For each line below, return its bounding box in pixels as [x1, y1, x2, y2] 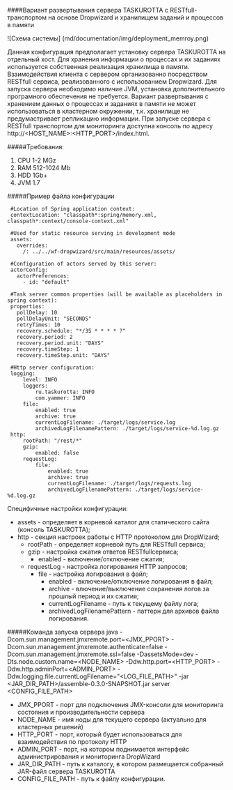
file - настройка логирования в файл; [38, 570, 148, 578]
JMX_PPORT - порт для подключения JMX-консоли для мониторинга [17, 701, 224, 708]
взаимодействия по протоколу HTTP [17, 738, 127, 745]
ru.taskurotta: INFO [35, 388, 95, 395]
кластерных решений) [17, 723, 83, 731]
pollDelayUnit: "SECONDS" [16, 315, 92, 322]
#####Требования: [7, 143, 65, 151]
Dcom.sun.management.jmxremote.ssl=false [7, 650, 136, 658]
